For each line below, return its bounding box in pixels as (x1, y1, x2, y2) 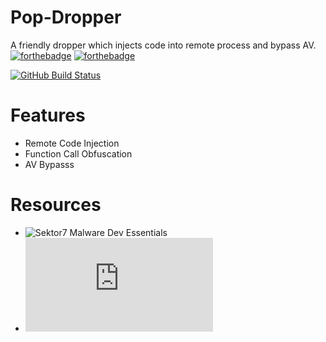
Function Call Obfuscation (24, 147, 133, 160)
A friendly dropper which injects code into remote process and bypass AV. (10, 39, 317, 51)
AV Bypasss (24, 158, 75, 170)
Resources (10, 194, 102, 216)
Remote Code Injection (24, 137, 120, 149)
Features (10, 104, 86, 127)
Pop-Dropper (10, 6, 122, 29)
